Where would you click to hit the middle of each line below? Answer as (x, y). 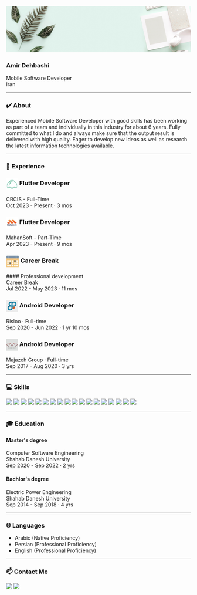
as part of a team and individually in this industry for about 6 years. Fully (93, 127)
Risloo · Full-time (26, 321)
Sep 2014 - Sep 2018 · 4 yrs (40, 505)
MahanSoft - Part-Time (34, 238)
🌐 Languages (26, 525)
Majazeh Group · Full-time (37, 360)
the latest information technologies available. (60, 146)
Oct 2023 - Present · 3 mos (39, 205)
